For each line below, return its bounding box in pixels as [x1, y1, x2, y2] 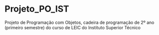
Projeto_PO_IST [4, 3, 69, 15]
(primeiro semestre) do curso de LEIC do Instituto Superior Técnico [4, 24, 141, 30]
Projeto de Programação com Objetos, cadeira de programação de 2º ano [4, 19, 155, 25]
